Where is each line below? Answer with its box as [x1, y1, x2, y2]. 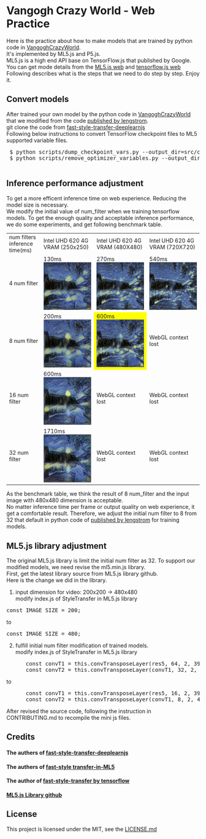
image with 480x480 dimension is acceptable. [6, 497, 124, 504]
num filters [9, 234, 37, 241]
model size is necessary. [6, 201, 69, 208]
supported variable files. [6, 136, 68, 144]
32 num [9, 449, 29, 456]
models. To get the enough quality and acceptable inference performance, [6, 214, 195, 221]
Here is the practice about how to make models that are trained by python [6, 37, 193, 44]
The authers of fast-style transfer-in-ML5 [6, 763, 115, 770]
